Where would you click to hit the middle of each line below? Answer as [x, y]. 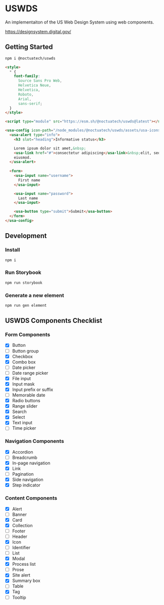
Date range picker [30, 373]
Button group [25, 351]
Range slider [25, 406]
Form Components [28, 335]
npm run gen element [26, 305]
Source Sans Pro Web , [40, 81]
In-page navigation [31, 463]
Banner [19, 514]
